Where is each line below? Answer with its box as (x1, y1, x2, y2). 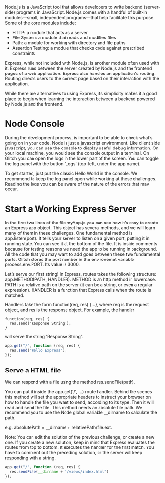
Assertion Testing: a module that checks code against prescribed (12, 45, 145, 51)
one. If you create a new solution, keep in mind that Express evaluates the (5, 439, 155, 446)
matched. (5, 292, 25, 298)
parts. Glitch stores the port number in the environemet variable (5, 256, 134, 262)
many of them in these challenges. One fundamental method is (5, 230, 133, 236)
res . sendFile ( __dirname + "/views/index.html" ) (9, 469, 109, 474)
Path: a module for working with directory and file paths (12, 40, 126, 46)
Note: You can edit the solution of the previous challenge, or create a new (5, 434, 155, 440)
